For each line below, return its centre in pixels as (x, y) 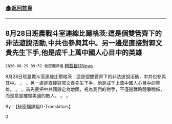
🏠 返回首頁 (19, 8)
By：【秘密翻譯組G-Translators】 (39, 107)
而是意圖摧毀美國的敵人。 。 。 (38, 96)
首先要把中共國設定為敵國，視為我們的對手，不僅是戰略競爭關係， (95, 89)
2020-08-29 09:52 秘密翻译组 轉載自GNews (49, 66)
